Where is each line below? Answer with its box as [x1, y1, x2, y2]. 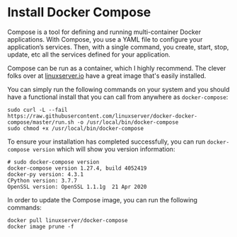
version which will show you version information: [33, 144, 175, 153]
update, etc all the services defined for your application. [7, 50, 171, 59]
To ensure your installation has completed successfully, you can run [7, 137, 206, 146]
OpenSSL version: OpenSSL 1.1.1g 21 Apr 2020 [7, 183, 147, 190]
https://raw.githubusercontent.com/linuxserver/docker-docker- [7, 112, 198, 120]
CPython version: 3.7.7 [7, 177, 78, 184]
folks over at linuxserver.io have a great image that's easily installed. [7, 71, 207, 80]
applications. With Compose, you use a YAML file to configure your [7, 35, 203, 43]
